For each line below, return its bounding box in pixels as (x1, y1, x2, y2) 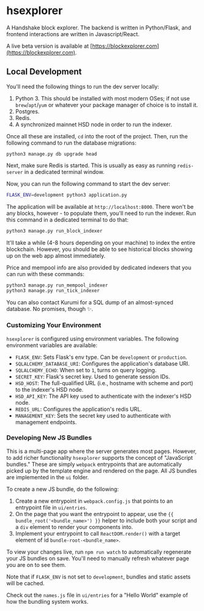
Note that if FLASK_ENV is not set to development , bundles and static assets (6, 573, 191, 580)
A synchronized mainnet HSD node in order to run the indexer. (15, 121, 173, 128)
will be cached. (6, 579, 45, 587)
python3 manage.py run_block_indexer (6, 228, 103, 234)
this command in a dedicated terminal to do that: (6, 216, 129, 223)
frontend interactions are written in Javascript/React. (6, 30, 140, 37)
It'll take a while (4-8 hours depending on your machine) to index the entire (6, 239, 196, 246)
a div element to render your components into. (15, 523, 134, 530)
